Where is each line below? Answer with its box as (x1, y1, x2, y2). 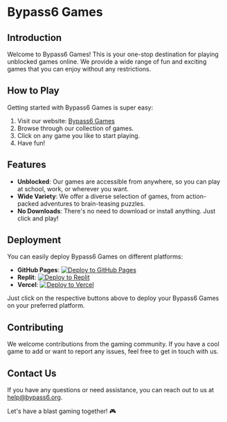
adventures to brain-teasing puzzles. (40, 199, 145, 208)
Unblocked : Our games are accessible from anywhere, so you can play (17, 177, 221, 186)
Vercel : (17, 281, 39, 289)
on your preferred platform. (7, 301, 85, 310)
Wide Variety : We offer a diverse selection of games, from (17, 192, 185, 200)
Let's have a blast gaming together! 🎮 (7, 407, 116, 416)
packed (17, 199, 39, 208)
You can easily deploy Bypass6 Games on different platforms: (7, 252, 183, 261)
